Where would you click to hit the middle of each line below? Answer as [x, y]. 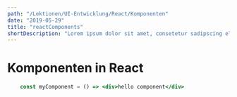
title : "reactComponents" [45, 27]
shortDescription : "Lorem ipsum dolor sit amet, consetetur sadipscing [115, 33]
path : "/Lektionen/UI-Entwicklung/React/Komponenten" [88, 14]
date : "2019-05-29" [36, 20]
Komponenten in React [75, 68]
